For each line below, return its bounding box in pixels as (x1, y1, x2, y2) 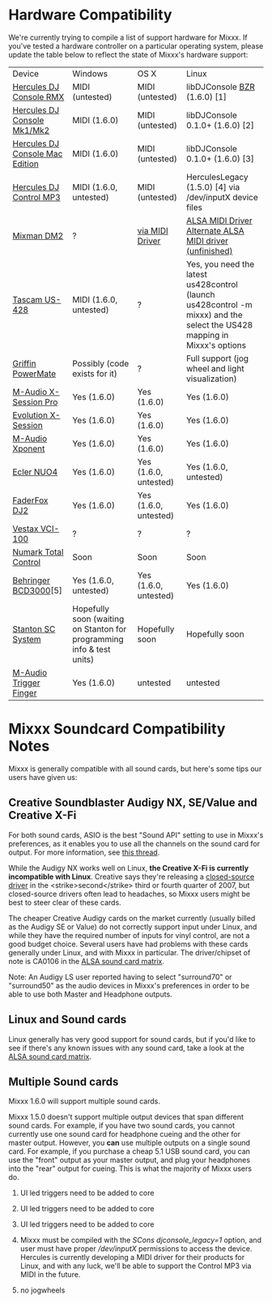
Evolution (12, 409, 49, 421)
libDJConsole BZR (185, 81, 255, 92)
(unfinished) (185, 245, 233, 256)
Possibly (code (72, 358, 130, 369)
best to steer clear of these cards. (8, 898, 121, 907)
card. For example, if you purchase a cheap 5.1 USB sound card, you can (8, 1147, 251, 1156)
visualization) (185, 373, 237, 384)
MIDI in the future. (19, 1270, 81, 1279)
